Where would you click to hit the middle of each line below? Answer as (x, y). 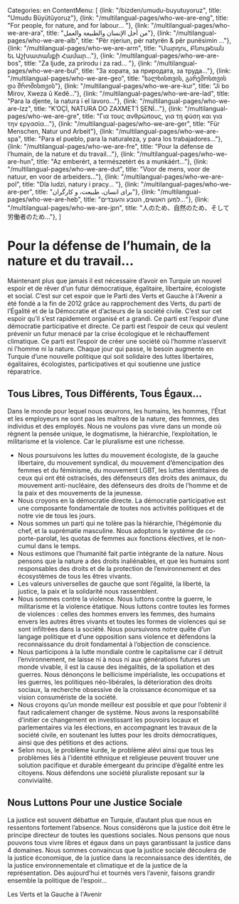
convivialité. (35, 780)
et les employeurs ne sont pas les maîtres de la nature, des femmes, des (113, 419)
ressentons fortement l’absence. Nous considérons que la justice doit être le (119, 827)
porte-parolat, (38, 538)
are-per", (21, 192)
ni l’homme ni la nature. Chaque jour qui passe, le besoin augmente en (111, 349)
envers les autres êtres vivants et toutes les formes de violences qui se (122, 621)
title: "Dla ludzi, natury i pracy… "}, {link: (81, 184)
